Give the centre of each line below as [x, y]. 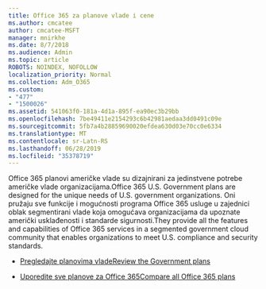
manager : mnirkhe [37, 38]
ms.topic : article [39, 60]
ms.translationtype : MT [48, 133]
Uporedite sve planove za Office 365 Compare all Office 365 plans [127, 277]
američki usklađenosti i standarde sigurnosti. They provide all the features [128, 221]
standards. [26, 246]
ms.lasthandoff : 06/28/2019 [55, 148]
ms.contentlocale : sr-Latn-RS [58, 141]
